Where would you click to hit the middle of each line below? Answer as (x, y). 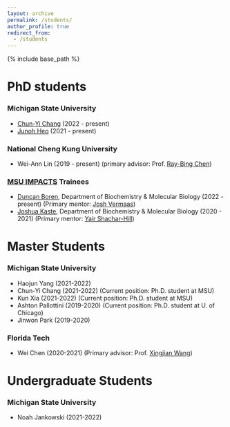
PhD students (47, 87)
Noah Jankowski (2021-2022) (59, 417)
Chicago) (30, 312)
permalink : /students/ (40, 20)
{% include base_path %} (44, 59)
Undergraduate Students (80, 381)
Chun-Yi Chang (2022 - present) (63, 123)
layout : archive (30, 13)
